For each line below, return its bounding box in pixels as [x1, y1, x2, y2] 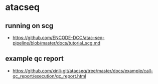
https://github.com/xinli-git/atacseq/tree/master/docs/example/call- [12, 67, 153, 73]
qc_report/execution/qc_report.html [12, 73, 87, 79]
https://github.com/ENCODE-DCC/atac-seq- [12, 34, 105, 40]
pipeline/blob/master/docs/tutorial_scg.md [12, 40, 101, 46]
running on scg [5, 21, 54, 30]
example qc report [5, 54, 64, 63]
